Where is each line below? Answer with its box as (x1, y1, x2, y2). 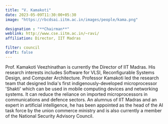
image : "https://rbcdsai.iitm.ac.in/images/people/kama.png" (5, 17, 138, 22)
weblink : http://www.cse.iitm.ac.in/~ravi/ (5, 31, 100, 36)
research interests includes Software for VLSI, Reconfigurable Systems (5, 69, 155, 75)
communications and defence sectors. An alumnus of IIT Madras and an (5, 96, 157, 102)
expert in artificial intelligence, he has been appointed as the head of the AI (5, 102, 163, 108)
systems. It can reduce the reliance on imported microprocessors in (5, 91, 148, 97)
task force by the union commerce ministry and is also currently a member (5, 107, 162, 113)
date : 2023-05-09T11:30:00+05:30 (5, 12, 77, 17)
